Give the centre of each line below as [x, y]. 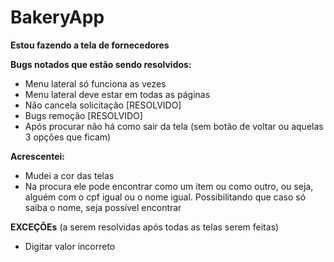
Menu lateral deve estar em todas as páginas [117, 94]
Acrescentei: [38, 156]
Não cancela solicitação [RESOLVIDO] [103, 105]
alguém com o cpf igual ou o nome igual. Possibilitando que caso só [165, 197]
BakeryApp [57, 17]
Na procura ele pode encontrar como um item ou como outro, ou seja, [169, 186]
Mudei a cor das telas [69, 175]
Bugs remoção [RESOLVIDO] [83, 115]
